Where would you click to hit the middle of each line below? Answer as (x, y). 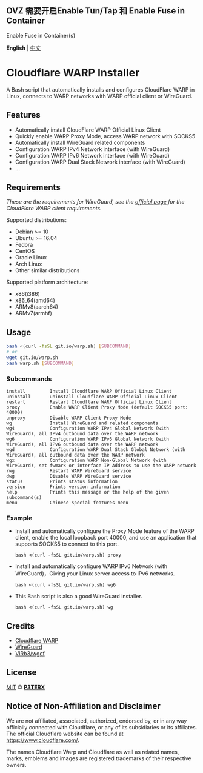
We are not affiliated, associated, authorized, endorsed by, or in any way (97, 721)
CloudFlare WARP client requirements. (54, 209)
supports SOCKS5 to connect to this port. (67, 544)
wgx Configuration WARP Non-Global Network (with (86, 460)
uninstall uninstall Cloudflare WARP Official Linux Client (92, 397)
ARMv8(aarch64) (37, 307)
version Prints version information (63, 487)
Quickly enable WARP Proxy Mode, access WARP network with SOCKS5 (105, 136)
